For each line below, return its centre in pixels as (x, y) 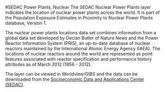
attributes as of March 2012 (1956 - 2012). (48, 64)
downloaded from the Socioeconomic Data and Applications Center (75, 79)
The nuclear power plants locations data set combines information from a (81, 33)
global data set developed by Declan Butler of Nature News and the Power (82, 38)
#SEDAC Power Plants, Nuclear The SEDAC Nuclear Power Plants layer (78, 7)
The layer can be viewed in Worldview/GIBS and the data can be (71, 74)
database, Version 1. (26, 23)
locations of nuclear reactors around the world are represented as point (79, 54)
